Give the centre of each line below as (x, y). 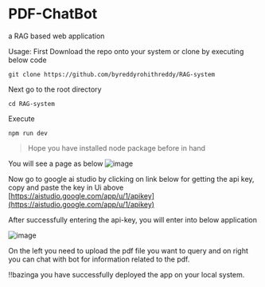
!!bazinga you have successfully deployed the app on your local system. (127, 274)
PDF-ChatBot (53, 14)
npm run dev (28, 133)
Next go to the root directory (55, 89)
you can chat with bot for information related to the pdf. (99, 259)
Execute (21, 118)
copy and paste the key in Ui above (66, 187)
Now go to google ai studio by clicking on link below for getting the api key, (131, 179)
